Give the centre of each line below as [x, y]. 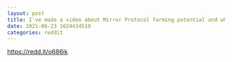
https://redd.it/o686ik [38, 52]
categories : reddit [35, 32]
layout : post [26, 13]
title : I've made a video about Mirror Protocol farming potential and [112, 20]
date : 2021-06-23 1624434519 [49, 26]
